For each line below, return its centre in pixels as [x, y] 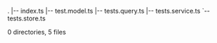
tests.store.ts [27, 18]
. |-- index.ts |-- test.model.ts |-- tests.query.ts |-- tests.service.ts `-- [109, 11]
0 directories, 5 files [37, 32]
